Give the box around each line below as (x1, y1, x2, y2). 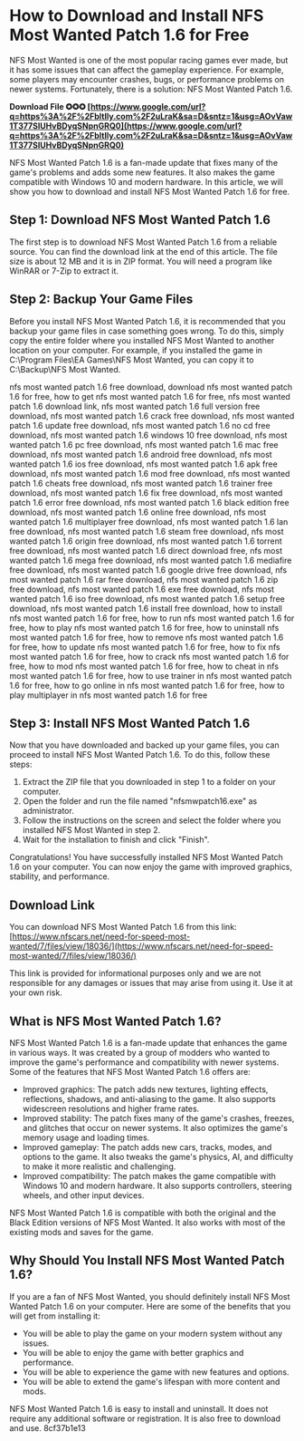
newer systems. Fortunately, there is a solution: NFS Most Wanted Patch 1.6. (9, 83, 293, 94)
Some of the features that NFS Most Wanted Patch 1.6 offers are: (9, 1067, 251, 1077)
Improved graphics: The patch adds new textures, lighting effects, (22, 1084, 269, 1095)
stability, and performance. (9, 871, 110, 882)
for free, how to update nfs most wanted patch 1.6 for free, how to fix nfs (9, 641, 280, 653)
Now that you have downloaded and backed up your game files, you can (9, 740, 280, 750)
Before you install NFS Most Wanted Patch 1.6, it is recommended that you (9, 315, 287, 326)
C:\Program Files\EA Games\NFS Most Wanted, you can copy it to (9, 354, 254, 365)
